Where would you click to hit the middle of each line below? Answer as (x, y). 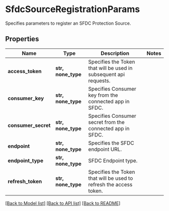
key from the (103, 95)
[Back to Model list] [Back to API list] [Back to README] (63, 203)
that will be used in (110, 68)
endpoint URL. (105, 149)
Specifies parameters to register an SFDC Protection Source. (68, 23)
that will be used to (111, 178)
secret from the (106, 122)
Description (115, 53)
